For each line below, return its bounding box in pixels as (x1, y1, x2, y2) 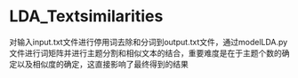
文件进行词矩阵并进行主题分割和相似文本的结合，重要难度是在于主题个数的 (9, 47, 282, 58)
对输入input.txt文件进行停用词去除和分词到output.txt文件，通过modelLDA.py (9, 36, 288, 47)
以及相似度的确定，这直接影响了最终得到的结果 (16, 58, 189, 69)
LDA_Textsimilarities (9, 6, 164, 27)
